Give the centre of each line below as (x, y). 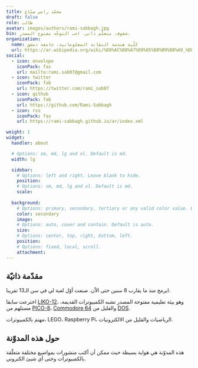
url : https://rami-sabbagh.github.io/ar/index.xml (80, 122)
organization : (24, 39)
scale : (25, 192)
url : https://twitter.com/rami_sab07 (63, 89)
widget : (16, 138)
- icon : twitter (31, 77)
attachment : (31, 252)
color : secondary (38, 214)
